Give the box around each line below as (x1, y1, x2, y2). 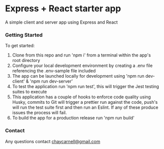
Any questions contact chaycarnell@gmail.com (5, 138, 101, 144)
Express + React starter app (5, 3, 121, 14)
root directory (12, 58, 40, 63)
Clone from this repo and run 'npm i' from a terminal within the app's (12, 52, 151, 58)
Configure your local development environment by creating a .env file (12, 62, 153, 69)
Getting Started (5, 31, 43, 38)
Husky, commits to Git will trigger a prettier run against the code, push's (12, 99, 158, 105)
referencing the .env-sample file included (12, 68, 96, 74)
